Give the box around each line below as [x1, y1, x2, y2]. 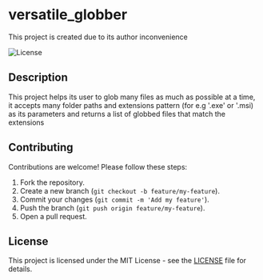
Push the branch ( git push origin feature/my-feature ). [19, 202, 205, 213]
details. [8, 264, 33, 274]
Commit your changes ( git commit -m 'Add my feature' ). [19, 194, 209, 204]
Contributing [8, 141, 74, 154]
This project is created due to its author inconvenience [8, 32, 188, 42]
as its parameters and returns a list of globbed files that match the [8, 109, 226, 118]
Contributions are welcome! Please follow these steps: [8, 162, 188, 171]
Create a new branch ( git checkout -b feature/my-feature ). [19, 186, 220, 195]
